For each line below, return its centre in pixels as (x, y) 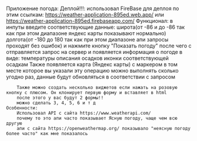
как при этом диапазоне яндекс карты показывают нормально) (86, 33)
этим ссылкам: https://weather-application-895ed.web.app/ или (85, 15)
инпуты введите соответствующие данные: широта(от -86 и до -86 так (96, 27)
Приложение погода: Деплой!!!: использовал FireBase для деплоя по (93, 8)
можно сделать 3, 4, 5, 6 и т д (56, 103)
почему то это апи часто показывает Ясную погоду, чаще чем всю (97, 118)
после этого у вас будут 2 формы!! (60, 98)
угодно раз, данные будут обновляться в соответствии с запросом (91, 77)
